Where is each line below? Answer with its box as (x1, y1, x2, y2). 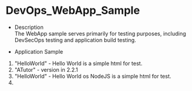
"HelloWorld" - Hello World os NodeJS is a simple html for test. (14, 72, 172, 80)
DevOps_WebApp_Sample (5, 4, 141, 17)
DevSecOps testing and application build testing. (14, 36, 137, 43)
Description (14, 24, 44, 31)
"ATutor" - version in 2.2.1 (14, 66, 78, 73)
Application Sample (14, 48, 64, 55)
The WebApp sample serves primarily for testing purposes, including (14, 30, 187, 37)
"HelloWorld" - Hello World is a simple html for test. (14, 60, 143, 67)
